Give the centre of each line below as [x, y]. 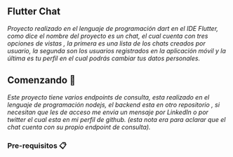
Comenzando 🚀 [41, 80]
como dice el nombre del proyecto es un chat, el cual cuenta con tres [108, 36]
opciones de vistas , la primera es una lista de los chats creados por [106, 43]
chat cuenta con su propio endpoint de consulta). [79, 127]
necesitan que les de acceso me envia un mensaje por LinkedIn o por [108, 112]
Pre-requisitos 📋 [37, 145]
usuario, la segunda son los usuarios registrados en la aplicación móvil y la [117, 50]
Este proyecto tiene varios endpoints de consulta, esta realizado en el [108, 97]
